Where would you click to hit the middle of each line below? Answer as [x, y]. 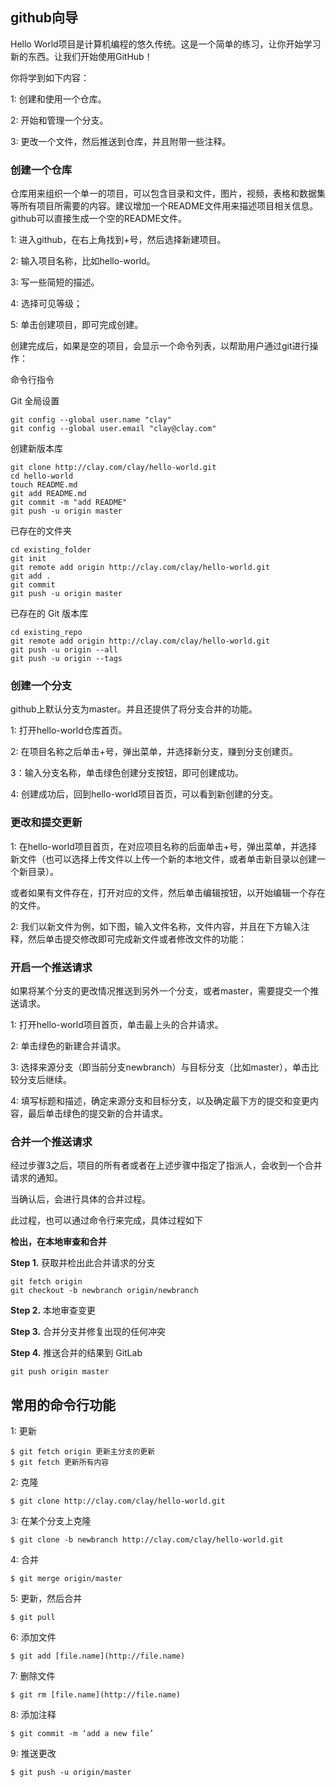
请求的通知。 [36, 1178]
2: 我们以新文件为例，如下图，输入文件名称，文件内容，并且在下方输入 [156, 926]
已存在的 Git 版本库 [49, 614]
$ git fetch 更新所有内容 [60, 1463]
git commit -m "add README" [69, 503]
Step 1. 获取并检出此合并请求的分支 [83, 1263]
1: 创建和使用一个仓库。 [58, 99]
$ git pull [33, 1618]
